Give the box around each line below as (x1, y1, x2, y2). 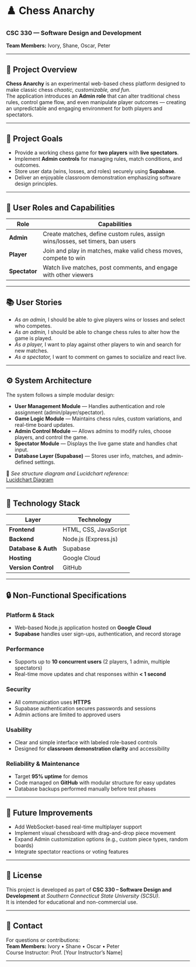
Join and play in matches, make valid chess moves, (43, 246, 183, 254)
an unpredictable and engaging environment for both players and (6, 105, 163, 112)
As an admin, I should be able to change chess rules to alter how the (14, 328, 180, 336)
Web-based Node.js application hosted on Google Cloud (14, 624, 152, 631)
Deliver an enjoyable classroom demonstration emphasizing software (14, 174, 181, 181)
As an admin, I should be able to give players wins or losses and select (14, 316, 185, 323)
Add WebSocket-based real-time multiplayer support (14, 823, 142, 830)
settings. (34, 458, 55, 465)
